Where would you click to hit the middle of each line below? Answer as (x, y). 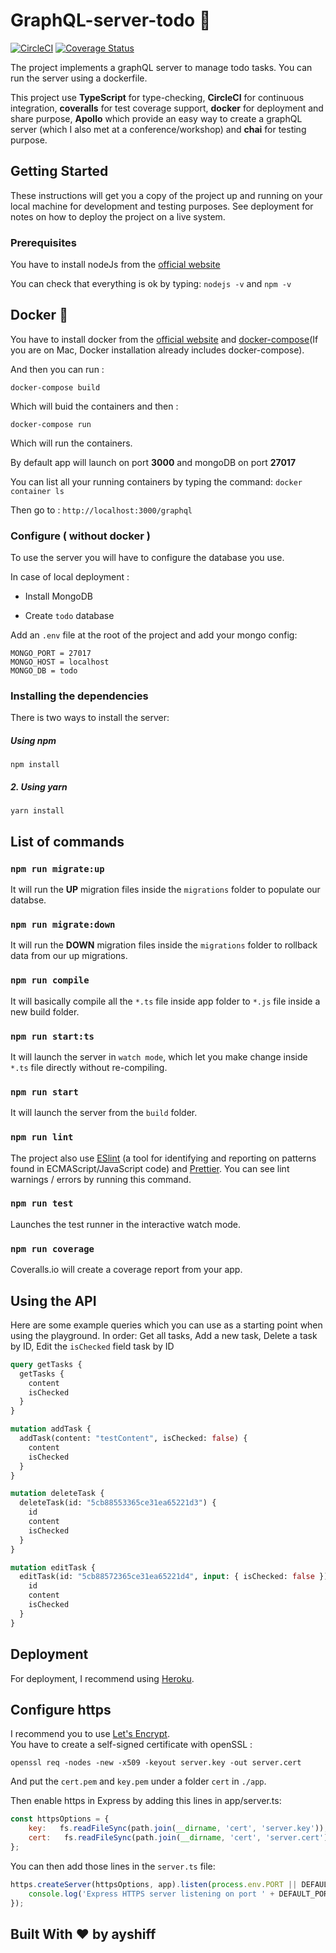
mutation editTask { (53, 1567)
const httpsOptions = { (60, 1819)
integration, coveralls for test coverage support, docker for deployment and (167, 108)
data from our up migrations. (69, 956)
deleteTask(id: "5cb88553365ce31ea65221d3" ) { (118, 1503)
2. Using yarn (39, 787)
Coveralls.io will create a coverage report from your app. (126, 1270)
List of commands (67, 841)
